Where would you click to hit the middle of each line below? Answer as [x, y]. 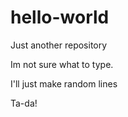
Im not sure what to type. [62, 64]
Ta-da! [24, 103]
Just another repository [59, 45]
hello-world [60, 17]
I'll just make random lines [64, 83]
